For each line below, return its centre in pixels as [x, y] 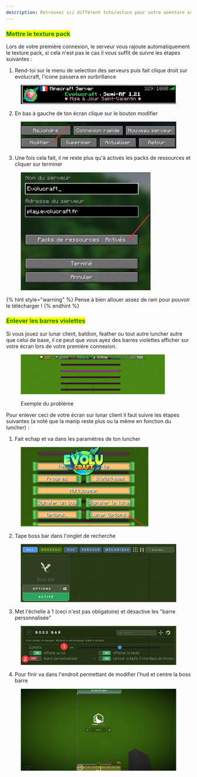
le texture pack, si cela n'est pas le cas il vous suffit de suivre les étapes [93, 52]
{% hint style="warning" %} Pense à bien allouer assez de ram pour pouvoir [98, 299]
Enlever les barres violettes [46, 321]
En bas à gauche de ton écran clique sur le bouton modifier [86, 113]
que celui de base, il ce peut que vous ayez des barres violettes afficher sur [98, 340]
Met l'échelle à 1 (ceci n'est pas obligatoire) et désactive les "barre [95, 611]
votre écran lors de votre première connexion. [62, 346]
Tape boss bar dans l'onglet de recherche [65, 535]
